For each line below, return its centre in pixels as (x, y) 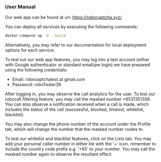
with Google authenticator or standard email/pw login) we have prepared (78, 65)
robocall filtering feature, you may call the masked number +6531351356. (78, 99)
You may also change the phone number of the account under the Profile (78, 124)
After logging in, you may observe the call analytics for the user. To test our (80, 94)
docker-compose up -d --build (36, 36)
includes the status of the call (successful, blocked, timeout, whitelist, (75, 109)
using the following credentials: (36, 70)
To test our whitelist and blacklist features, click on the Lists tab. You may (78, 139)
